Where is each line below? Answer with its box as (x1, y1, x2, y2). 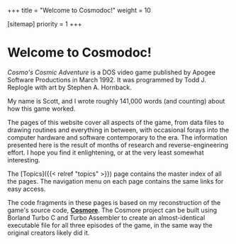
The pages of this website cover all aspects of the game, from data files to (7, 118, 225, 126)
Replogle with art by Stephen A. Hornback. (7, 83, 133, 91)
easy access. (7, 184, 46, 193)
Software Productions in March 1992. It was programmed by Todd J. (7, 75, 207, 84)
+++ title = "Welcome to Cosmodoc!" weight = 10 (7, 6, 151, 14)
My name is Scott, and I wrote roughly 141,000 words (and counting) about (7, 96, 225, 105)
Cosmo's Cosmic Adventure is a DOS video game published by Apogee (7, 67, 216, 77)
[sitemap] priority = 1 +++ (7, 20, 82, 28)
